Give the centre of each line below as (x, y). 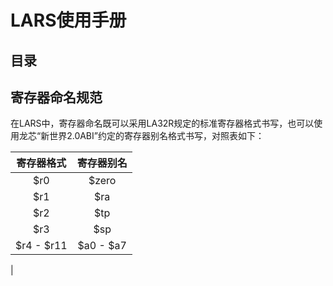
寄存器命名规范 (56, 97)
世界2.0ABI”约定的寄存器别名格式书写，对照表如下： (157, 136)
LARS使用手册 (68, 20)
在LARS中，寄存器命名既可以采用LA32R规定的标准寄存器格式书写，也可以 (162, 123)
